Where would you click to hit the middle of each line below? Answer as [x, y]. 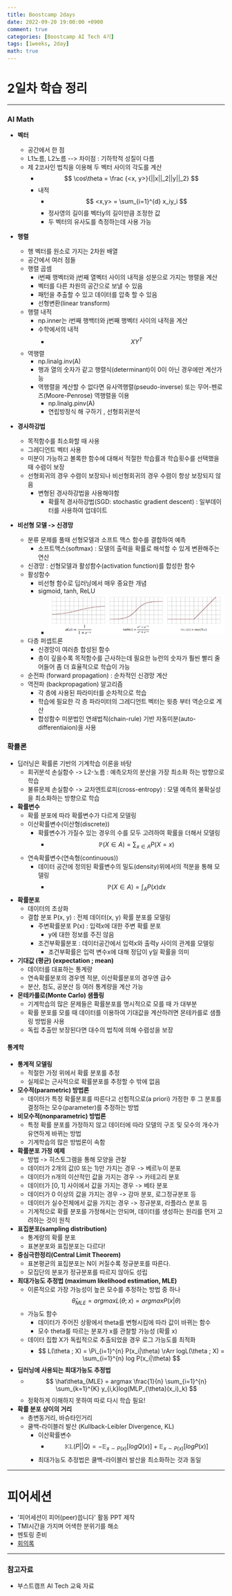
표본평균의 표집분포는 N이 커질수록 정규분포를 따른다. [99, 1263]
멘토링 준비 [32, 1535]
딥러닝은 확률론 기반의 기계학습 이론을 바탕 [75, 763]
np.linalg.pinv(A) [71, 403]
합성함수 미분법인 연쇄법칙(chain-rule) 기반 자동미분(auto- [117, 718]
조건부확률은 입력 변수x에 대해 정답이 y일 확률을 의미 [119, 952]
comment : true [28, 29]
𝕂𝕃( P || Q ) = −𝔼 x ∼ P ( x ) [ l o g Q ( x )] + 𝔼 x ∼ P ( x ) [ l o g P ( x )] [136, 1447]
